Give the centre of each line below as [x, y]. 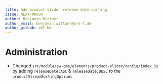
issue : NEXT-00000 [24, 14]
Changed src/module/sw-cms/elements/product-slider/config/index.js [85, 66]
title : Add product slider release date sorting [56, 10]
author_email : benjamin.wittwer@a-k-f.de [48, 23]
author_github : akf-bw [28, 28]
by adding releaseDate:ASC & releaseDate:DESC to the [66, 71]
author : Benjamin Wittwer [32, 19]
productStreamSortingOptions [42, 77]
